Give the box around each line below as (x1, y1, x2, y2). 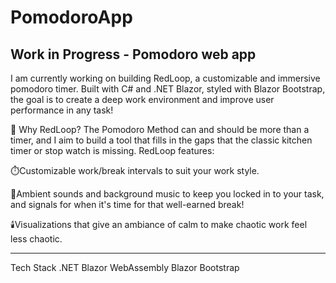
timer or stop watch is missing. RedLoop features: (10, 145, 215, 156)
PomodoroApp (10, 6, 133, 29)
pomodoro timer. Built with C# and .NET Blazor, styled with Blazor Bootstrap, (10, 83, 326, 95)
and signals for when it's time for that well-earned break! (10, 199, 245, 210)
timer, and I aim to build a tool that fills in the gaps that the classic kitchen (10, 134, 313, 146)
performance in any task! (10, 104, 114, 116)
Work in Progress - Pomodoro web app (10, 46, 257, 63)
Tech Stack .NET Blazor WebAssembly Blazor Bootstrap (10, 262, 240, 273)
